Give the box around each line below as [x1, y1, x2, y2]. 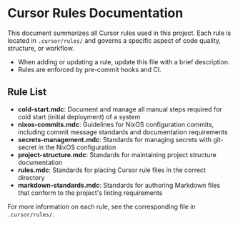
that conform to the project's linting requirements [17, 188, 163, 197]
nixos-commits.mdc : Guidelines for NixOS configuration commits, [17, 120, 214, 129]
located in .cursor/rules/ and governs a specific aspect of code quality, [7, 36, 222, 44]
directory [17, 173, 45, 181]
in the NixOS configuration [38, 143, 116, 151]
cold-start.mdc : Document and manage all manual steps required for [17, 105, 223, 114]
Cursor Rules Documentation [7, 5, 184, 21]
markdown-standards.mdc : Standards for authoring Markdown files [17, 181, 220, 189]
